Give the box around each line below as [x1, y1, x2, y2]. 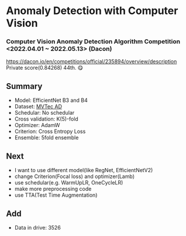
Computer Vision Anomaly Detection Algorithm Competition [6, 37, 180, 46]
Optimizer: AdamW [14, 122, 60, 129]
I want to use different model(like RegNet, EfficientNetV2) [14, 167, 153, 174]
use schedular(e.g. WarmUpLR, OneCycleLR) [14, 179, 123, 186]
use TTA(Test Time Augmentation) [14, 191, 98, 199]
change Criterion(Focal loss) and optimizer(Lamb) [14, 173, 135, 180]
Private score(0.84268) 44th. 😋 [6, 64, 84, 71]
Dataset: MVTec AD [14, 103, 63, 110]
